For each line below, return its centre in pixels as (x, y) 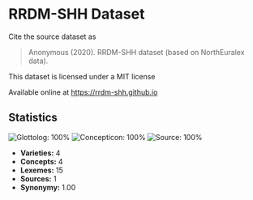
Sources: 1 (38, 178)
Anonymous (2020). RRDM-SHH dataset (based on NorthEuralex (136, 52)
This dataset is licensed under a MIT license (82, 76)
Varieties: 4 (40, 153)
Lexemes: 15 (41, 170)
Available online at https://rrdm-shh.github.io (83, 92)
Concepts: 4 (41, 161)
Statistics (33, 118)
